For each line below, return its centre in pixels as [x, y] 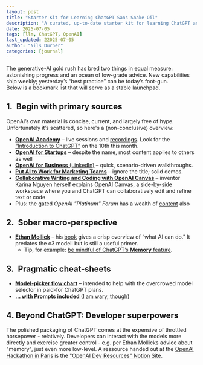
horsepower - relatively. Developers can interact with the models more [94, 336]
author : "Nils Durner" [35, 46]
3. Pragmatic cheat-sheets [59, 269]
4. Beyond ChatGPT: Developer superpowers [92, 315]
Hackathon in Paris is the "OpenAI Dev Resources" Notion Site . [85, 355]
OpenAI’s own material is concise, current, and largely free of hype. [90, 121]
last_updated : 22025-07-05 [40, 40]
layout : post [23, 12]
